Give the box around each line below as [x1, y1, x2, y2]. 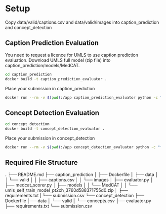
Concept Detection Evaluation [5, 108, 100, 117]
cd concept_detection [5, 122, 50, 127]
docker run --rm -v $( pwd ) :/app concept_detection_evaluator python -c [5, 144, 156, 149]
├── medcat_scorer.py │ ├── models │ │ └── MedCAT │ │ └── [5, 182, 138, 188]
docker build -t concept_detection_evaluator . [5, 126, 105, 131]
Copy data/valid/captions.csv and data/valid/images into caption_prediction [5, 19, 159, 25]
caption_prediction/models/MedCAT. [5, 62, 80, 68]
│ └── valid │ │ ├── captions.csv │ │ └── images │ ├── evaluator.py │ [5, 177, 153, 182]
